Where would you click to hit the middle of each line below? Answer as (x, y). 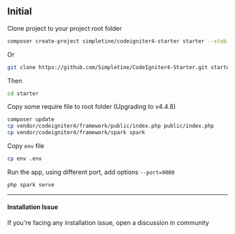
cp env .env (24, 159)
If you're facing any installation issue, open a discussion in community (108, 223)
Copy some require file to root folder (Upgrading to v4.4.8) (92, 107)
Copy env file (26, 146)
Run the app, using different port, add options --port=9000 (91, 172)
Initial (20, 12)
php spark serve (31, 184)
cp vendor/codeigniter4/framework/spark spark (76, 133)
